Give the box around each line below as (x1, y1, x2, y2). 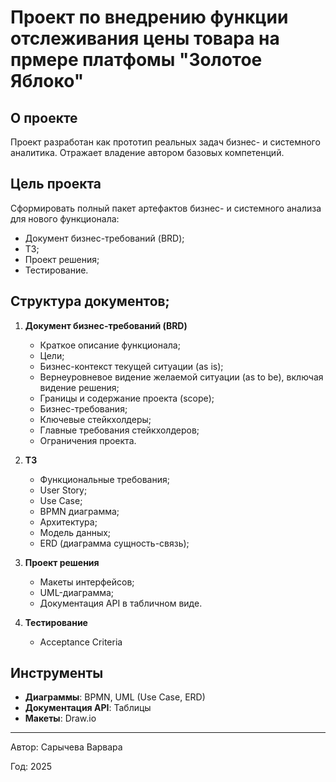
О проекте (10, 109, 78, 126)
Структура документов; (10, 293, 170, 310)
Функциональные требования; (39, 473, 170, 485)
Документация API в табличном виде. (39, 597, 203, 609)
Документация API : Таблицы (24, 702, 152, 714)
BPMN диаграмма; (39, 505, 120, 517)
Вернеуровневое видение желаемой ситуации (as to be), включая (39, 371, 324, 383)
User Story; (39, 484, 88, 496)
